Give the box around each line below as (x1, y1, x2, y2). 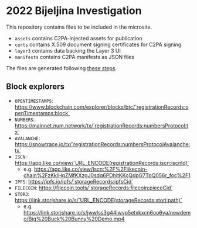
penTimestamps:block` (14, 109, 70, 116)
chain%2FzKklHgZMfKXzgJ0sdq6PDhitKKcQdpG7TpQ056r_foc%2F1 (23, 171, 191, 179)
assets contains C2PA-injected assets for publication (14, 34, 142, 42)
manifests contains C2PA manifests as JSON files (14, 53, 135, 60)
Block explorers (6, 82, 64, 92)
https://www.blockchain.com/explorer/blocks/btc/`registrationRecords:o (14, 103, 189, 110)
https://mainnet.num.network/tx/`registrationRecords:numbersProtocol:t (14, 122, 189, 129)
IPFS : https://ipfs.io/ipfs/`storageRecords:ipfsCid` (14, 178, 134, 185)
